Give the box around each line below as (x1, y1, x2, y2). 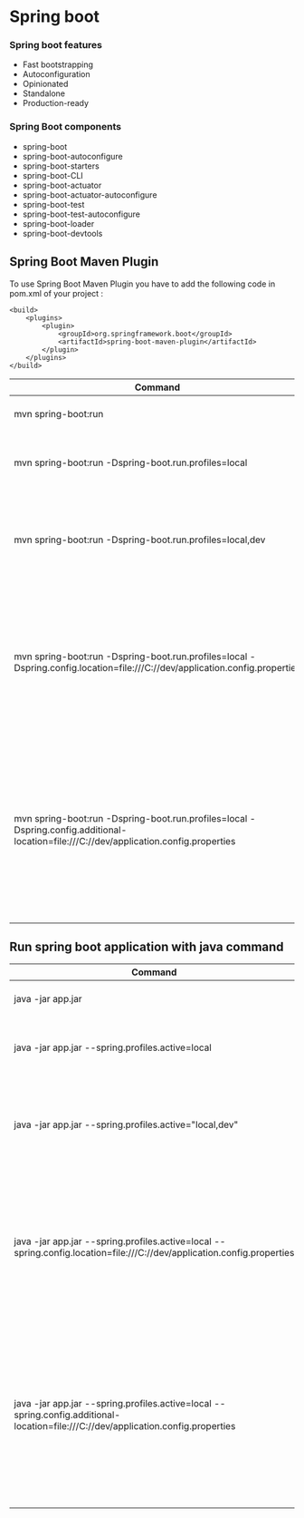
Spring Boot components (9, 121, 122, 133)
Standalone (22, 88, 66, 99)
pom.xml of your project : (9, 287, 104, 298)
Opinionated (22, 79, 69, 90)
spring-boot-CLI (22, 170, 83, 180)
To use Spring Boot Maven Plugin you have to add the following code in (9, 278, 276, 289)
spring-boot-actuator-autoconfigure (22, 189, 157, 200)
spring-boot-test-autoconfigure (22, 209, 140, 219)
